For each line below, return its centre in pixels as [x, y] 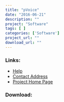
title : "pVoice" [22, 10]
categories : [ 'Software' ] [32, 33]
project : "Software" [27, 24]
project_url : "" [22, 38]
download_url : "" [23, 43]
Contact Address [30, 76]
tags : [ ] [16, 29]
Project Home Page [33, 82]
